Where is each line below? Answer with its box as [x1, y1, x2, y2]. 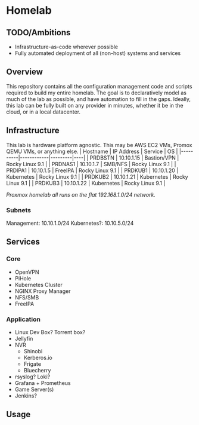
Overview [6, 67, 43, 77]
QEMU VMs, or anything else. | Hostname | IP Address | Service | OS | [6, 148, 178, 155]
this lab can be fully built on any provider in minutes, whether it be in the [6, 102, 184, 109]
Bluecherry [23, 366, 51, 374]
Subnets [6, 206, 32, 214]
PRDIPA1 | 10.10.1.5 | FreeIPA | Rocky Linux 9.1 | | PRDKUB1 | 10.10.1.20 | [6, 167, 179, 174]
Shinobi [23, 347, 43, 354]
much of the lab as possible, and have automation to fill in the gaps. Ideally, [6, 95, 191, 102]
